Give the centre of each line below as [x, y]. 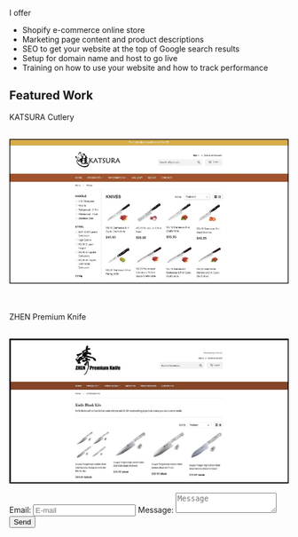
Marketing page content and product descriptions [113, 39]
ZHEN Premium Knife [48, 316]
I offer [20, 13]
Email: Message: [92, 509]
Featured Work [51, 95]
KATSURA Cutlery [42, 117]
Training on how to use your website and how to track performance [145, 67]
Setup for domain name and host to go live [100, 58]
